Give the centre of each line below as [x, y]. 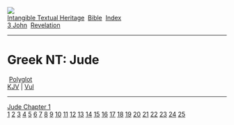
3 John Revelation [34, 25]
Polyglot [21, 79]
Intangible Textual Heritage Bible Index [64, 18]
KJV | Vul [21, 87]
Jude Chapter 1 [29, 106]
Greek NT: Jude [53, 60]
